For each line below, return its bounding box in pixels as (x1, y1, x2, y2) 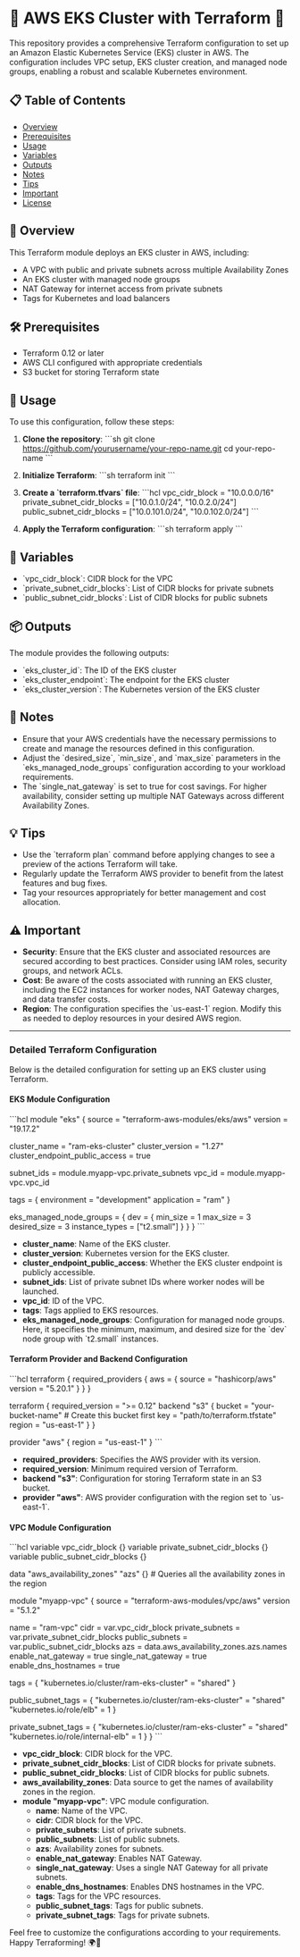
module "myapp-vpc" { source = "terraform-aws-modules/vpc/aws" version (9, 1595, 290, 1607)
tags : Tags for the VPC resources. (35, 1891, 162, 1902)
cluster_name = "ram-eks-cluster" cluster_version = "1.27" (9, 1140, 224, 1151)
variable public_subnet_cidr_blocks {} (9, 1551, 147, 1562)
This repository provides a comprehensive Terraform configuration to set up (9, 38, 289, 48)
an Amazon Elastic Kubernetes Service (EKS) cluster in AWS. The (9, 46, 250, 57)
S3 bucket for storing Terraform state (21, 366, 160, 378)
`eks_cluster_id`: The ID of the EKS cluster (21, 665, 177, 676)
